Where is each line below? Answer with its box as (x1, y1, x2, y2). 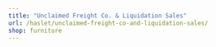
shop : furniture (8, 26, 62, 34)
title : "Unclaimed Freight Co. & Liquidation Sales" (8, 11, 187, 20)
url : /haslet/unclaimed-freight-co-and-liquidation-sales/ (8, 19, 209, 27)
